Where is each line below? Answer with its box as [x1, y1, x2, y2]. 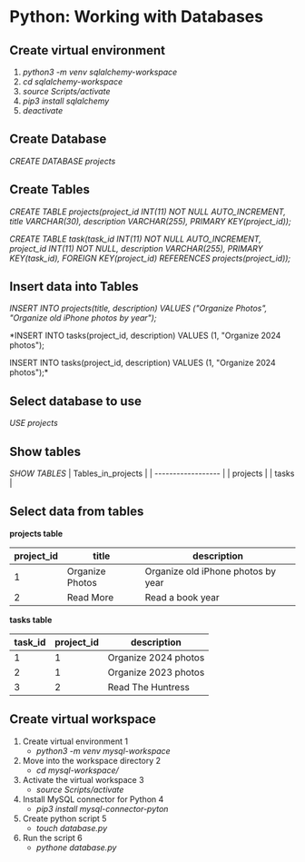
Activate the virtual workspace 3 [22, 774, 144, 785]
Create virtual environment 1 [22, 736, 129, 747]
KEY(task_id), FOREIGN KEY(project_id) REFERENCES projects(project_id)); [9, 253, 291, 263]
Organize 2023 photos [107, 666, 205, 679]
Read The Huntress [107, 680, 191, 693]
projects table [9, 528, 64, 539]
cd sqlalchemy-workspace [22, 76, 123, 87]
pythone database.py [35, 842, 117, 853]
